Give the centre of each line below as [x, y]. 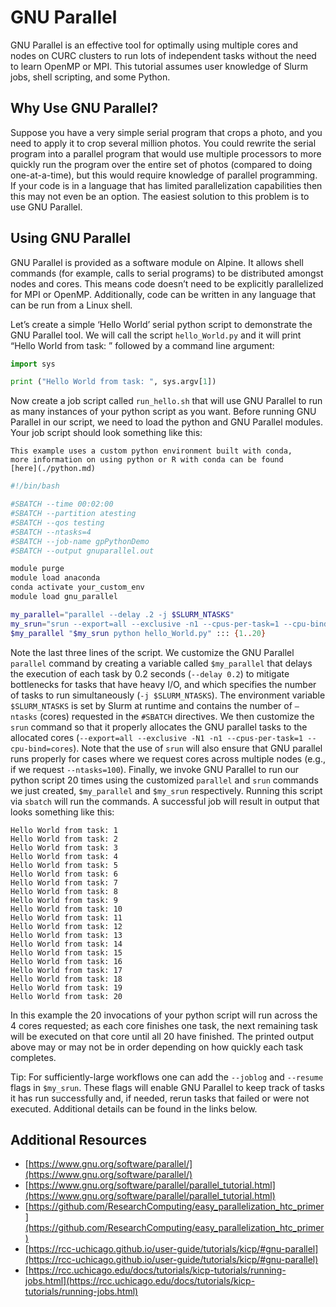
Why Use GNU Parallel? [84, 108]
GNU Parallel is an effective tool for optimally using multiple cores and [154, 45]
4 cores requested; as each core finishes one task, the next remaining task [164, 1025]
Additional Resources [78, 1139]
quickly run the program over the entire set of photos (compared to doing [161, 164]
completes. [33, 1057]
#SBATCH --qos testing [57, 522]
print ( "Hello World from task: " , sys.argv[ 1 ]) [113, 382]
